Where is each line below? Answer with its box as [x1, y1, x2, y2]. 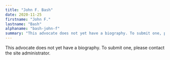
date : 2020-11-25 [5, 12, 42, 17]
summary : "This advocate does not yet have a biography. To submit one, [5, 31, 162, 36]
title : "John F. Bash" [5, 7, 53, 13]
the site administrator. [5, 50, 51, 56]
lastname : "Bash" [5, 21, 42, 27]
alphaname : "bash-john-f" [5, 26, 60, 31]
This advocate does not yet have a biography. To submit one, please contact [5, 45, 165, 50]
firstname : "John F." [5, 17, 51, 22]
